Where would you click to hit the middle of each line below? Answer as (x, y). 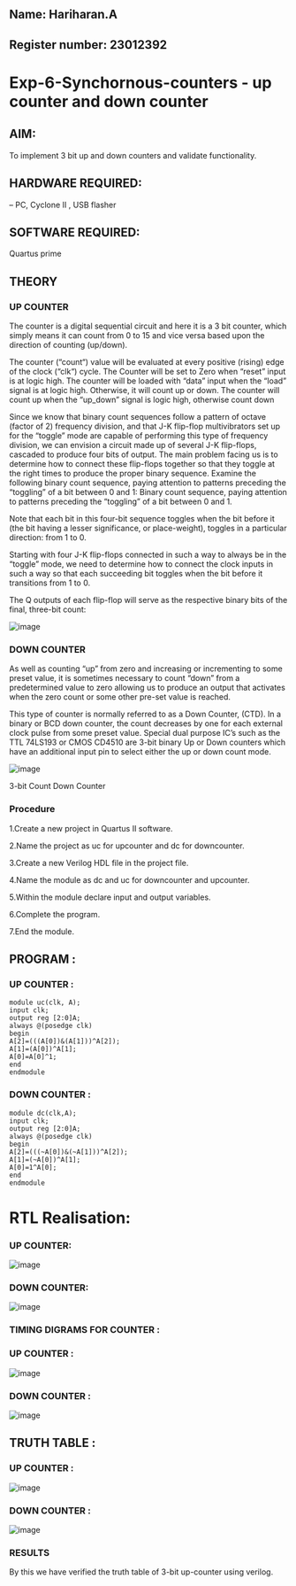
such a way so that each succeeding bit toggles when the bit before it (136, 574)
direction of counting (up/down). (68, 345)
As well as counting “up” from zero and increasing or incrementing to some (146, 669)
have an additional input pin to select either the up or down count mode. (140, 752)
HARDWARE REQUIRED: (76, 184)
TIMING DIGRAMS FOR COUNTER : (85, 1330)
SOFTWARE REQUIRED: (75, 232)
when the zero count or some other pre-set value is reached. (120, 697)
